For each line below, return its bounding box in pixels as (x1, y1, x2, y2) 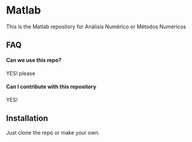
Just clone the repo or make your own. (6, 129, 100, 136)
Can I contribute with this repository (6, 83, 97, 90)
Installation (6, 113, 48, 124)
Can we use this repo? (6, 57, 62, 64)
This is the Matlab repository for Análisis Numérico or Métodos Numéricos (6, 23, 187, 30)
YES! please (6, 70, 35, 77)
